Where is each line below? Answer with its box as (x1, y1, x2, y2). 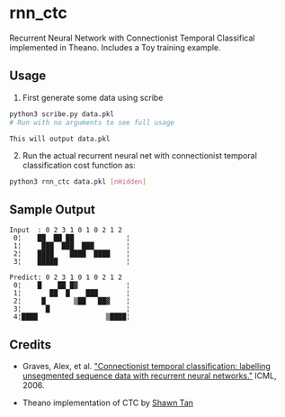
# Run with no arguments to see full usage (9, 118, 175, 127)
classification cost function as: (22, 159, 137, 170)
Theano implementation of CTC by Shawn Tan (22, 397, 194, 408)
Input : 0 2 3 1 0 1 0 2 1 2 (9, 226, 123, 235)
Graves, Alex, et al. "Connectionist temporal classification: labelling (22, 361, 272, 371)
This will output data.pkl (9, 134, 111, 143)
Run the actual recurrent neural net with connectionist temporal (22, 150, 258, 160)
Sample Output (9, 202, 96, 217)
